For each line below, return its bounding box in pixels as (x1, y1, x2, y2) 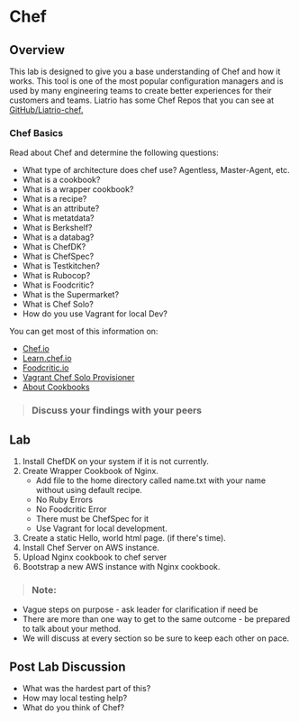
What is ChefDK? (22, 242, 86, 252)
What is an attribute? (22, 203, 100, 214)
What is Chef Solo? (22, 299, 95, 310)
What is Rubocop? (22, 270, 91, 281)
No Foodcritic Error (35, 504, 107, 515)
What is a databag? (22, 232, 95, 242)
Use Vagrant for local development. (35, 523, 168, 534)
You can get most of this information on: (9, 326, 159, 337)
